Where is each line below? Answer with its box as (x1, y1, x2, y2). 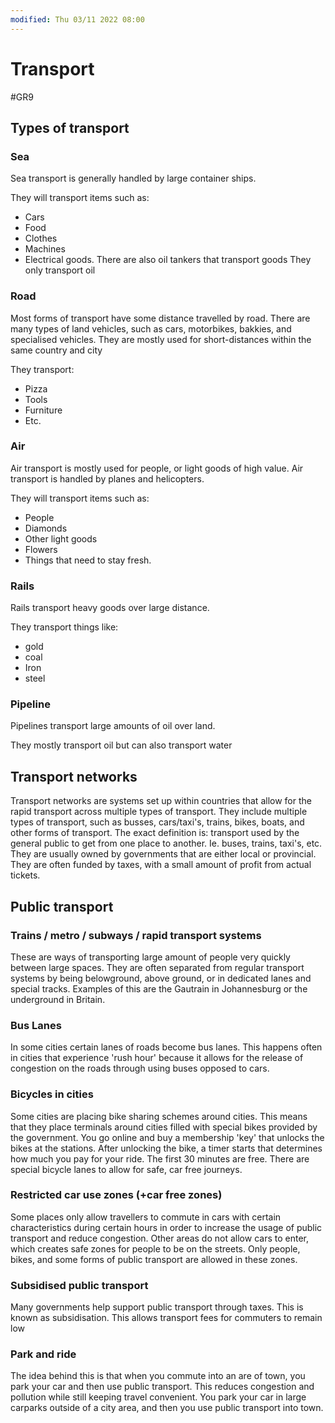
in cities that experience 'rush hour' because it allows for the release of (10, 1052, 304, 1064)
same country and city (10, 344, 103, 356)
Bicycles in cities (10, 1087, 94, 1101)
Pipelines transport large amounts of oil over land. (10, 720, 216, 732)
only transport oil (24, 264, 96, 276)
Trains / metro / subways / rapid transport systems (10, 928, 262, 942)
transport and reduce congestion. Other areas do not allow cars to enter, (10, 1232, 309, 1244)
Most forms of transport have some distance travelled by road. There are (10, 312, 311, 324)
